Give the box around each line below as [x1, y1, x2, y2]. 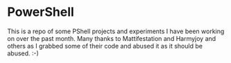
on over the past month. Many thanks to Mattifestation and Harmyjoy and [7, 34, 216, 42]
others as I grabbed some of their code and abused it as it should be [7, 42, 203, 50]
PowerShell [7, 4, 74, 20]
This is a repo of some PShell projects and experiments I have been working [7, 27, 225, 35]
